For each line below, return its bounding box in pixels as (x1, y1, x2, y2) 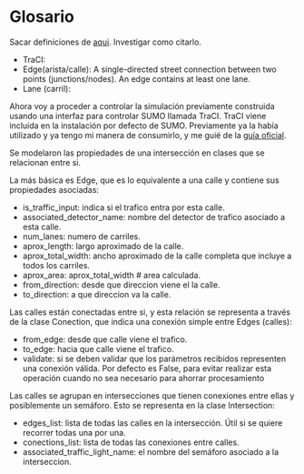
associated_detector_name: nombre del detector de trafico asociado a (22, 211, 286, 222)
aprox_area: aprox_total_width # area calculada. (22, 269, 201, 280)
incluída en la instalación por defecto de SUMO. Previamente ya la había (9, 120, 279, 131)
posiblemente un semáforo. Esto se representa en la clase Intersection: (9, 399, 275, 410)
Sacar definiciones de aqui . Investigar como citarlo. (9, 36, 202, 47)
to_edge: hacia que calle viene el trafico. (22, 343, 174, 354)
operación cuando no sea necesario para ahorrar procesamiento (22, 372, 265, 383)
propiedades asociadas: (9, 184, 100, 195)
